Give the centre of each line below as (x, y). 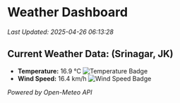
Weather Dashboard (68, 12)
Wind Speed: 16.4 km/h (52, 78)
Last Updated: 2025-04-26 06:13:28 (61, 32)
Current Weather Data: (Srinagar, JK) (91, 54)
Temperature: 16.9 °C (49, 71)
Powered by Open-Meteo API (50, 92)
